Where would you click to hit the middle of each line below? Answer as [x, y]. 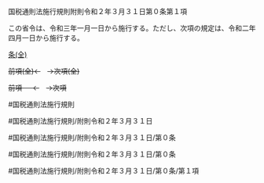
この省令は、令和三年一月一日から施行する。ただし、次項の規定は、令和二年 [132, 28]
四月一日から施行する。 [46, 38]
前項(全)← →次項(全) [44, 71]
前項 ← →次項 [37, 88]
